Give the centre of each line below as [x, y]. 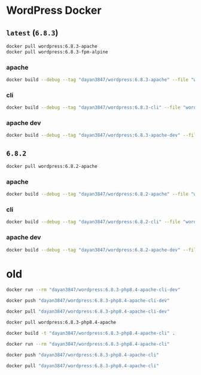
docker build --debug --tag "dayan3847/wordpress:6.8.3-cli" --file [93, 108]
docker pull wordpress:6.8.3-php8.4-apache [61, 322]
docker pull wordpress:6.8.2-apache [52, 166]
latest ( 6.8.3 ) [32, 33]
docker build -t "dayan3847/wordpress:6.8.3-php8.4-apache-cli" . [91, 333]
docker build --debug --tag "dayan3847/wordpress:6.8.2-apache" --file [97, 194]
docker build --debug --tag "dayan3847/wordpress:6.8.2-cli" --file [93, 222]
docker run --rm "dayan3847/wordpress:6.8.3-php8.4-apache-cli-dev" [93, 290]
